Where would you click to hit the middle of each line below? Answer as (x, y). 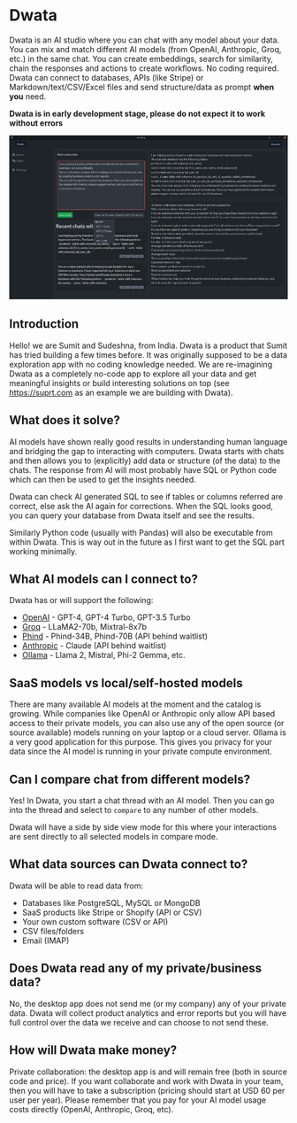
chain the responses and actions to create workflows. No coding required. (144, 68)
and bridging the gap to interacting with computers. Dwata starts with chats (147, 451)
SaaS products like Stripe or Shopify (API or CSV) (112, 912)
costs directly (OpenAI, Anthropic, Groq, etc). (91, 1109)
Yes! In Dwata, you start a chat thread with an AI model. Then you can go (142, 801)
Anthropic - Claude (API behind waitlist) (94, 646)
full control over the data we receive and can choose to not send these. (139, 1022)
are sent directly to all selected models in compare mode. (114, 837)
